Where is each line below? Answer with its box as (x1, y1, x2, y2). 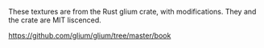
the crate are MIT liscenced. (8, 15, 102, 25)
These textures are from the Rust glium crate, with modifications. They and (8, 7, 257, 16)
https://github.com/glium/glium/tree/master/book (8, 31, 171, 40)
